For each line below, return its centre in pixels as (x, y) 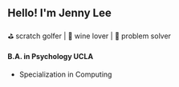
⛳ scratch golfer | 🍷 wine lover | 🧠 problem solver (89, 36)
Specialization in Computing (65, 74)
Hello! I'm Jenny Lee (59, 13)
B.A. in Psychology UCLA (51, 57)
